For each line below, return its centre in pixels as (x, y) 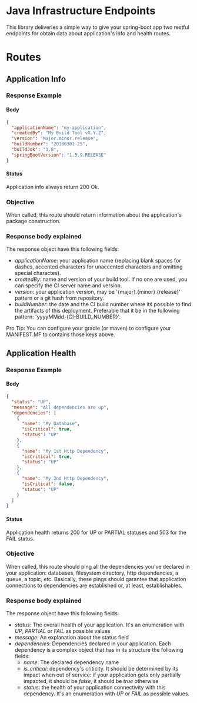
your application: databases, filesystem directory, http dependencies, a (92, 573)
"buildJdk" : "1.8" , (35, 150)
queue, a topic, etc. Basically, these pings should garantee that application (96, 579)
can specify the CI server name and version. (68, 286)
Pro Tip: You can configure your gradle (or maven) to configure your (89, 329)
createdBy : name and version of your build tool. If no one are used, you (101, 279)
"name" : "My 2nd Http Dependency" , (65, 479)
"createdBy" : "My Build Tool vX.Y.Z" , (59, 133)
